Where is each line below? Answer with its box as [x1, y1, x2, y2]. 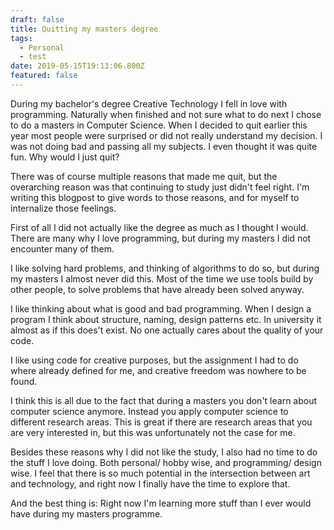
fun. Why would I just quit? [10, 151, 120, 163]
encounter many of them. [10, 242, 115, 255]
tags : [10, 33, 33, 43]
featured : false [10, 71, 78, 81]
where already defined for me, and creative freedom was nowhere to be [10, 364, 307, 376]
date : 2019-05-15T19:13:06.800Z [10, 61, 145, 71]
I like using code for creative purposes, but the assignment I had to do [10, 354, 299, 366]
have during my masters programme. [10, 507, 163, 520]
